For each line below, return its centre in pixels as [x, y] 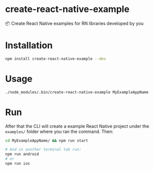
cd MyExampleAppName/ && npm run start [47, 140]
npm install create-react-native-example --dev [56, 58]
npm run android [22, 154]
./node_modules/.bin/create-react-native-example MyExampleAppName [77, 92]
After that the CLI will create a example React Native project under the [77, 126]
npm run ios [17, 163]
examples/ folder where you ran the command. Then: [59, 131]
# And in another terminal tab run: [43, 149]
